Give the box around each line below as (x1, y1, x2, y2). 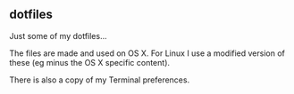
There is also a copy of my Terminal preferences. (9, 74, 190, 85)
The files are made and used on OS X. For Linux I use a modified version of (9, 48, 286, 59)
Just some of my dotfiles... (9, 30, 107, 41)
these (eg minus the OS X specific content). (9, 57, 171, 67)
